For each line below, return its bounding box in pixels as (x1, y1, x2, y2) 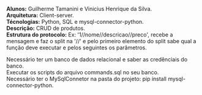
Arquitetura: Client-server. (6, 12, 74, 19)
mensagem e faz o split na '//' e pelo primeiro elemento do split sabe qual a (6, 38, 196, 44)
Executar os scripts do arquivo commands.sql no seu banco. (6, 69, 159, 76)
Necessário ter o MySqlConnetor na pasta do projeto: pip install (6, 76, 167, 82)
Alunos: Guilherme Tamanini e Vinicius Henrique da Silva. (6, 5, 152, 12)
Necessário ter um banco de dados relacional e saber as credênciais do (6, 56, 188, 63)
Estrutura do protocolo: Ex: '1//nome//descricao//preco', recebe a (6, 31, 173, 38)
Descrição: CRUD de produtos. (6, 24, 86, 32)
